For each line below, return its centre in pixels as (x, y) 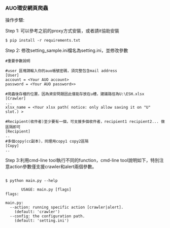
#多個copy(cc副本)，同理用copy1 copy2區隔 (47, 141)
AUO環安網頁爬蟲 (27, 8)
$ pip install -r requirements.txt (43, 41)
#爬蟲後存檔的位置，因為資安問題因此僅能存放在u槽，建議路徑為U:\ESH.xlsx (75, 94)
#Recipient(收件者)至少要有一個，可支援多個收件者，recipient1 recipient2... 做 (85, 122)
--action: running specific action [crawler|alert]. (67, 207)
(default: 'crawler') (37, 212)
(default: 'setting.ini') (42, 221)
